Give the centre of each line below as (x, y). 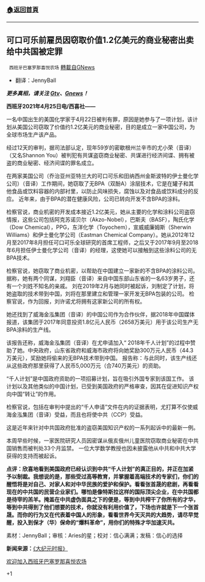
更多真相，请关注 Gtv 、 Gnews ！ (47, 94)
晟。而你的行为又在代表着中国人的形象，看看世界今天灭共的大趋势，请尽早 (100, 515)
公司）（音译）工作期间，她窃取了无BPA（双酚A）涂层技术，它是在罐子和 (98, 184)
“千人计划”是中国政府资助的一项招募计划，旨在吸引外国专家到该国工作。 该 (100, 379)
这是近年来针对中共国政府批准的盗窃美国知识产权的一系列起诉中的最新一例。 (103, 428)
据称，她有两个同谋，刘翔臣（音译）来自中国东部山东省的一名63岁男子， (98, 278)
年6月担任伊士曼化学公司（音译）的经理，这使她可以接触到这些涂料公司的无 (102, 250)
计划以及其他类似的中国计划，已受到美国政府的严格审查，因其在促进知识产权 (103, 386)
